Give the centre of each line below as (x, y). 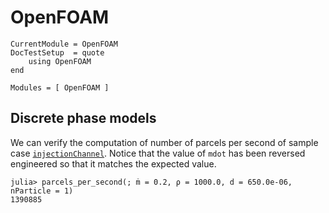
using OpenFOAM (60, 61)
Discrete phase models (83, 118)
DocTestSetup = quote (57, 52)
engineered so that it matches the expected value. (113, 163)
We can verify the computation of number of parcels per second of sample (164, 142)
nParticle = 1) (42, 191)
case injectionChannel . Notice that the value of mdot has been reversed (158, 153)
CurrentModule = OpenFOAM (64, 44)
